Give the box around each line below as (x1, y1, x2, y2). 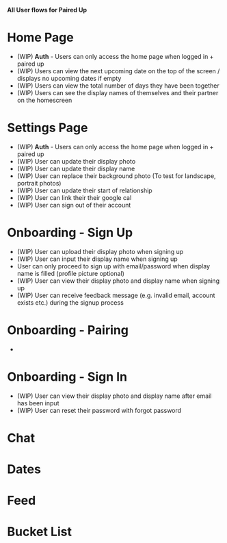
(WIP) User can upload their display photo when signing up (16, 247, 184, 255)
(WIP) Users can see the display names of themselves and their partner (16, 88, 219, 97)
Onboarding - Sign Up (7, 225, 133, 240)
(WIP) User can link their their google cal (16, 193, 132, 201)
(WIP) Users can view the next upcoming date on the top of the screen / (16, 66, 220, 75)
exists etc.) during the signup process (16, 298, 124, 307)
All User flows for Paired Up (7, 6, 88, 14)
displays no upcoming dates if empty (16, 74, 122, 82)
